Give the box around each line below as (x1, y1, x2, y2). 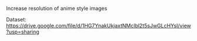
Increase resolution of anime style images (6, 5, 108, 12)
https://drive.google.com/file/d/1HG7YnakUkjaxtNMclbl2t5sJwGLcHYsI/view (6, 23, 191, 29)
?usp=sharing (6, 28, 39, 35)
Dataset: (6, 16, 26, 23)
